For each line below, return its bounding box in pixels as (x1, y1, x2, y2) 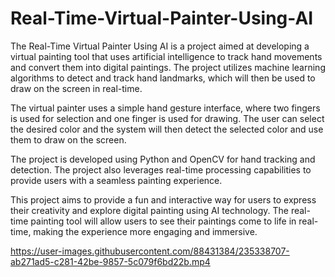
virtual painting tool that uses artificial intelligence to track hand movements (10, 50, 323, 62)
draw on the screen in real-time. (10, 82, 143, 94)
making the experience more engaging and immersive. (33, 225, 258, 237)
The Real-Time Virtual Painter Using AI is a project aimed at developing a (10, 40, 310, 52)
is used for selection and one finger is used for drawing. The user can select (10, 112, 325, 124)
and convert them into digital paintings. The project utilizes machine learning (10, 61, 326, 73)
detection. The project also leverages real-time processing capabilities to (10, 163, 312, 176)
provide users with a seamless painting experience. (10, 174, 223, 186)
